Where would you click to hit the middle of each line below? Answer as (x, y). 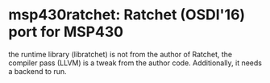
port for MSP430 (66, 32)
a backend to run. (37, 71)
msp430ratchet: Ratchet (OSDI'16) (127, 15)
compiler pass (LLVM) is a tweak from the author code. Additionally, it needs (135, 63)
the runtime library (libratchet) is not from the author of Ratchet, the (120, 54)
